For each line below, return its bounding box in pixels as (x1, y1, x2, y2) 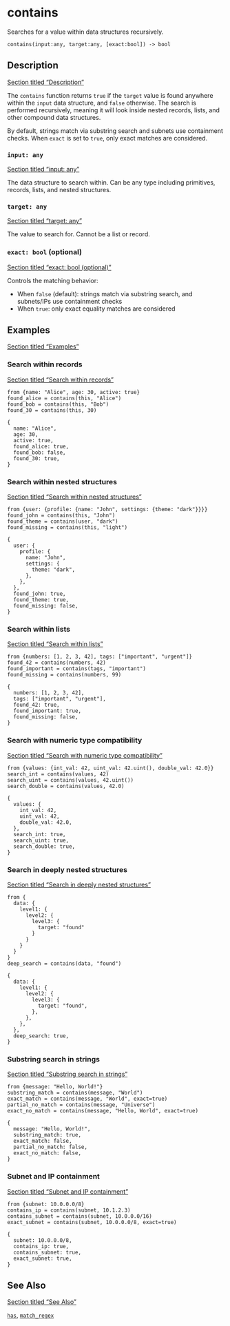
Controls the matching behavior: (7, 276, 98, 284)
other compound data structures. (7, 113, 101, 121)
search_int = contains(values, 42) (7, 770, 109, 778)
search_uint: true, (13, 837, 70, 844)
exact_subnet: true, (13, 1255, 72, 1262)
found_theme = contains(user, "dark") (7, 518, 118, 525)
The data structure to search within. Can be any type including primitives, (7, 178, 216, 187)
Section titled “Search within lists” (7, 640, 103, 648)
